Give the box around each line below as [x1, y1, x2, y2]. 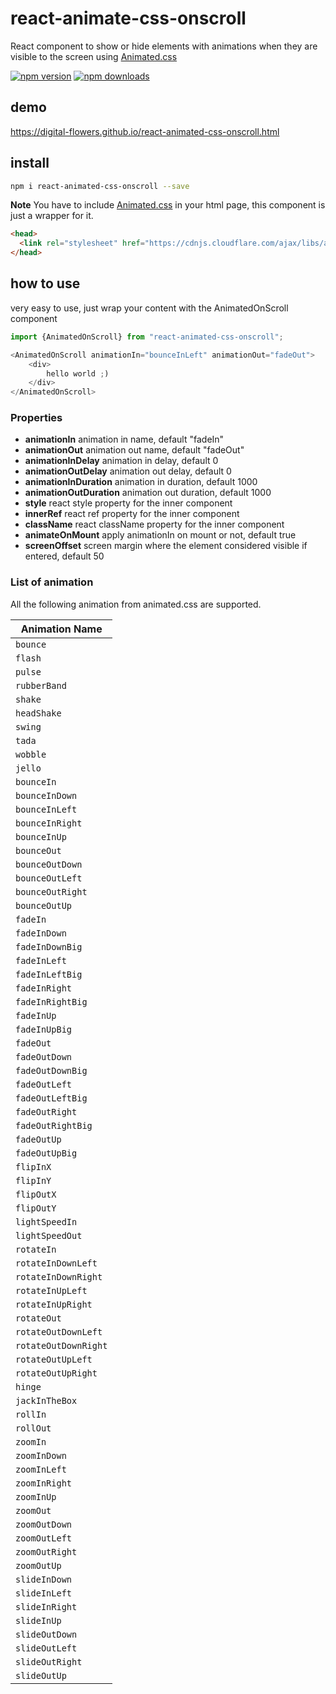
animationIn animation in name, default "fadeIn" [24, 433, 225, 446]
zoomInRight [15, 1477, 73, 1489]
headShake [15, 707, 62, 719]
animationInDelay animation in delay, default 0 [24, 455, 219, 467]
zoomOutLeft [15, 1532, 73, 1544]
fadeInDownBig [15, 941, 83, 952]
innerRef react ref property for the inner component [24, 508, 240, 520]
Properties [10, 411, 63, 425]
